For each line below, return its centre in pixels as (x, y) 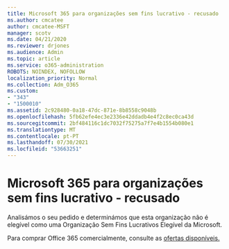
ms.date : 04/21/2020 (37, 40)
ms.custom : (23, 91)
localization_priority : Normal (52, 78)
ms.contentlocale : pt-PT (43, 136)
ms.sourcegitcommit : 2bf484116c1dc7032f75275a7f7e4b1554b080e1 (101, 123)
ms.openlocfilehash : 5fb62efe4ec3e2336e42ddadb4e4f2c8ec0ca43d (101, 117)
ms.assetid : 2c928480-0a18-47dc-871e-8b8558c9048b (82, 110)
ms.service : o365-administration (56, 65)
